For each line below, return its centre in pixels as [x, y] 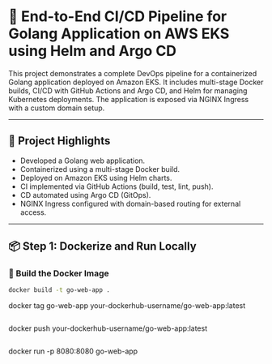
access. [33, 212]
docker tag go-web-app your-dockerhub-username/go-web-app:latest [127, 306]
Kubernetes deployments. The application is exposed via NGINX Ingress [129, 99]
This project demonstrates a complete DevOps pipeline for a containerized [133, 73]
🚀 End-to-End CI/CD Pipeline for [118, 17]
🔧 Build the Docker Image [59, 273]
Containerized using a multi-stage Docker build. [100, 169]
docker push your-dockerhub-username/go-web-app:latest [108, 328]
